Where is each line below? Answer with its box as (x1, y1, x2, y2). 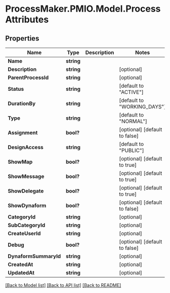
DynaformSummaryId (8, 253, 61, 260)
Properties (5, 34, 39, 43)
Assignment (8, 129, 38, 136)
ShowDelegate (8, 188, 44, 194)
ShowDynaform (8, 202, 47, 209)
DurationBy (8, 100, 36, 107)
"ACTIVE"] (118, 89, 144, 95)
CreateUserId (8, 230, 41, 237)
